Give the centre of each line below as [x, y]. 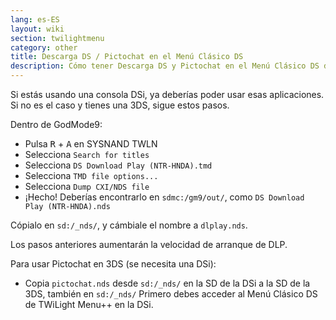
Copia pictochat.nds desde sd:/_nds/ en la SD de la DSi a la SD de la [167, 283]
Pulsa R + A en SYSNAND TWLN [91, 144]
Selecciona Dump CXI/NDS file [87, 186]
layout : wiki [37, 29]
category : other [44, 47]
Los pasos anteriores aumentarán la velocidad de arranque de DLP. [149, 244]
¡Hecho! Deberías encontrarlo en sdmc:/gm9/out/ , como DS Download [164, 197]
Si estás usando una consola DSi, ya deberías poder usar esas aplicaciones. [167, 94]
